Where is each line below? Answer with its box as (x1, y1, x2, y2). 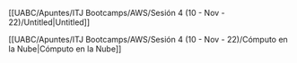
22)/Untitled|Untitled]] (8, 17, 91, 28)
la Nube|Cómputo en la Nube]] (8, 43, 122, 54)
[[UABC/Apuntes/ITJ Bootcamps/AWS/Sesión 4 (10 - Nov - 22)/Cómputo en (8, 35, 288, 44)
